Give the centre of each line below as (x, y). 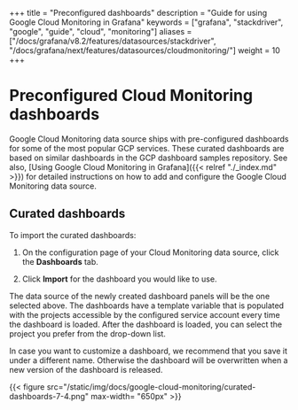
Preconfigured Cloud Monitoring (131, 96)
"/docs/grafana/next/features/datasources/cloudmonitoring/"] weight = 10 (145, 50)
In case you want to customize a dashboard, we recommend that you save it (149, 351)
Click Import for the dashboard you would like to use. (119, 279)
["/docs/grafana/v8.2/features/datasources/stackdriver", (113, 41)
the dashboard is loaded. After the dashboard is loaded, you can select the (145, 324)
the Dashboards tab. (60, 261)
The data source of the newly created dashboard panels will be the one (140, 296)
